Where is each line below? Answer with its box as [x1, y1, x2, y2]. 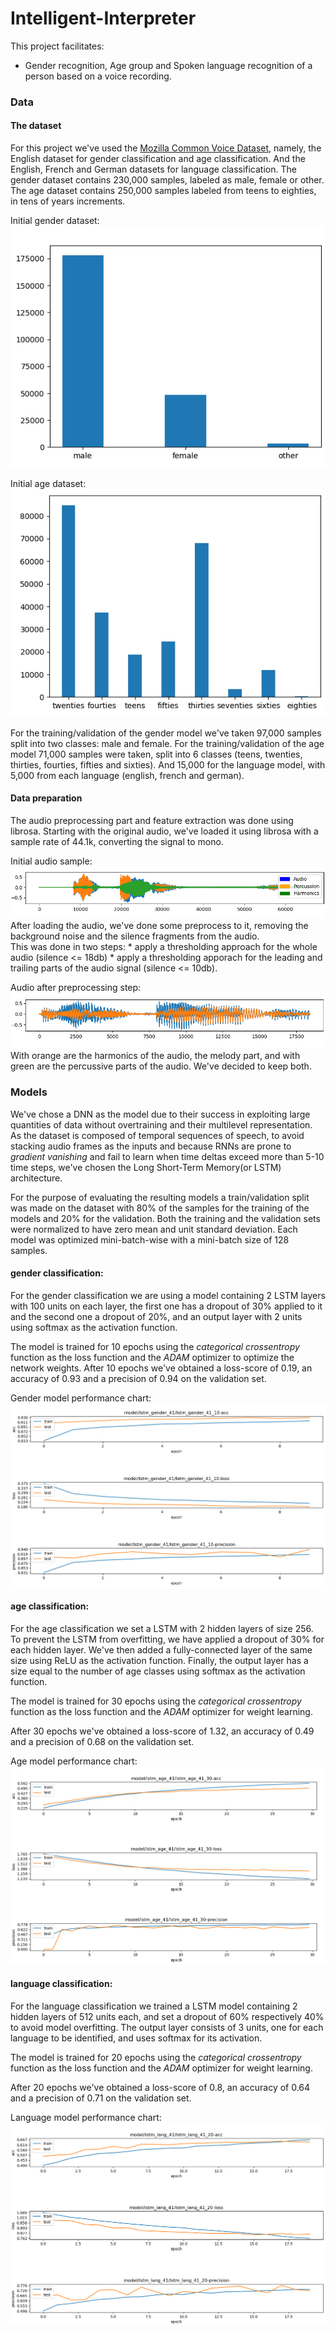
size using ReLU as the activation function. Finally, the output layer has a [10, 1654, 309, 1666]
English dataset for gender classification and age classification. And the [10, 153, 306, 165]
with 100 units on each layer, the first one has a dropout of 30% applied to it [10, 1300, 323, 1312]
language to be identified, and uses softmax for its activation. [10, 2032, 263, 2044]
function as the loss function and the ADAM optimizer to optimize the [10, 1351, 295, 1363]
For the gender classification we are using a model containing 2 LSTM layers [10, 1289, 326, 1301]
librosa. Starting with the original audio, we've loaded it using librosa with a [10, 825, 319, 837]
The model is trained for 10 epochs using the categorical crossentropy [10, 1340, 300, 1352]
